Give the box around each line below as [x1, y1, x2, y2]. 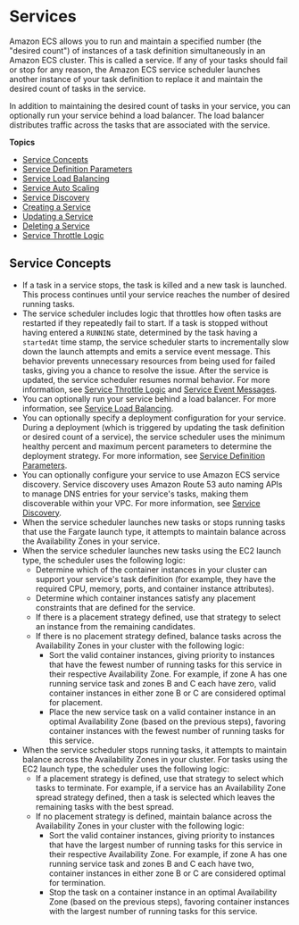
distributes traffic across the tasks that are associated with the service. [9, 119, 270, 130]
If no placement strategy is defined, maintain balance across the [35, 811, 272, 821]
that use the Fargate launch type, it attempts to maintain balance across [21, 526, 287, 537]
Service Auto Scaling [21, 182, 100, 193]
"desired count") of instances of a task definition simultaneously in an [9, 45, 266, 55]
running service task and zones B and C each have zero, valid [48, 678, 277, 688]
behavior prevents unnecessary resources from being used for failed [21, 355, 276, 366]
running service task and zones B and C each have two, [48, 858, 254, 869]
